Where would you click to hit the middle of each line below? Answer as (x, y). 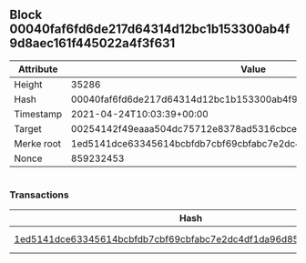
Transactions (40, 195)
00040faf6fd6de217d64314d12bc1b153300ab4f (150, 30)
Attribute (38, 69)
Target (28, 128)
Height (28, 84)
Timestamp (38, 114)
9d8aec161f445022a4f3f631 (92, 43)
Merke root (38, 143)
